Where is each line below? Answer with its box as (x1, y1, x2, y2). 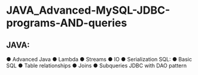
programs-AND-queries (6, 16, 127, 30)
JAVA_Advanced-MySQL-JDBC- (6, 4, 170, 17)
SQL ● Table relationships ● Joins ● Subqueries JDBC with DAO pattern (6, 62, 187, 69)
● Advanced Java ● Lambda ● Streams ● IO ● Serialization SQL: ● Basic (6, 56, 193, 62)
